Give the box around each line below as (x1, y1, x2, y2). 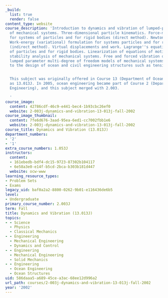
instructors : (5, 150, 32, 155)
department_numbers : (5, 132, 48, 137)
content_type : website (5, 21, 52, 26)
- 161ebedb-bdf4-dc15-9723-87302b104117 (9, 160, 95, 165)
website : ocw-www (9, 169, 46, 174)
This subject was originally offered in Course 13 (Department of (9, 76, 151, 81)
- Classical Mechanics (9, 229, 57, 235)
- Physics (9, 225, 30, 230)
